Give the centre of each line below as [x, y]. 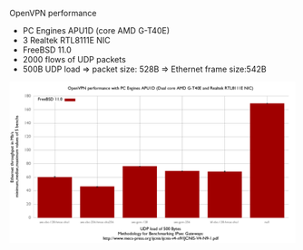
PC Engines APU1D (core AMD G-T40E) [96, 30]
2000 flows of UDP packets [74, 59]
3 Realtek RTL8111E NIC [66, 40]
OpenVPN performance [53, 13]
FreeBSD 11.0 [47, 50]
